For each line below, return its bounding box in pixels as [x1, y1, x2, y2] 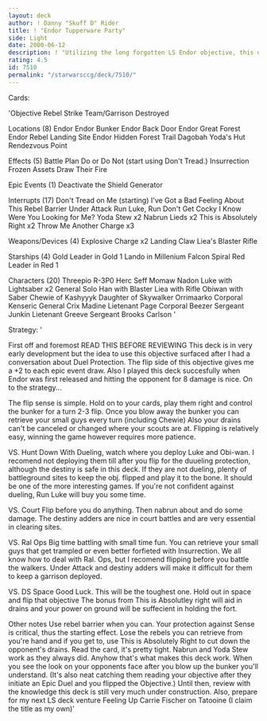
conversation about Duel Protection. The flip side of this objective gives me [8, 357, 254, 366]
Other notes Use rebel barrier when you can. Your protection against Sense [8, 619, 255, 629]
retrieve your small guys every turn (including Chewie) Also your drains [8, 415, 241, 425]
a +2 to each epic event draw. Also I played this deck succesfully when [8, 366, 241, 375]
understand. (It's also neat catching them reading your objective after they [8, 670, 252, 680]
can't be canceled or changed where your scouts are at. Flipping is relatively [8, 423, 259, 433]
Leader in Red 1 [8, 260, 59, 269]
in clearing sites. [8, 522, 62, 531]
